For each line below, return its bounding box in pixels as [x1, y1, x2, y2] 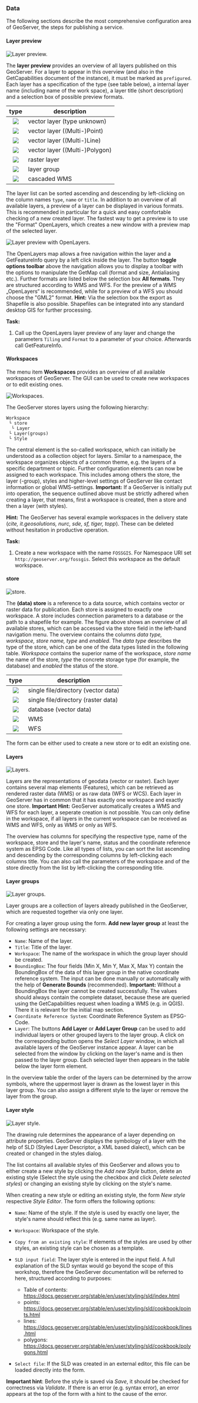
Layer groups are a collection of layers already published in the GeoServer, [6, 902, 188, 909]
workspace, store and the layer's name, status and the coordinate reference [6, 839, 190, 846]
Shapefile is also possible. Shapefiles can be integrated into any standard [6, 300, 184, 307]
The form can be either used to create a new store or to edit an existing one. [6, 740, 192, 747]
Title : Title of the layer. [14, 944, 72, 951]
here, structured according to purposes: [14, 1275, 112, 1282]
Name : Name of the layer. [14, 937, 73, 945]
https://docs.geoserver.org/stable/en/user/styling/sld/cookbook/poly [23, 1342, 192, 1349]
